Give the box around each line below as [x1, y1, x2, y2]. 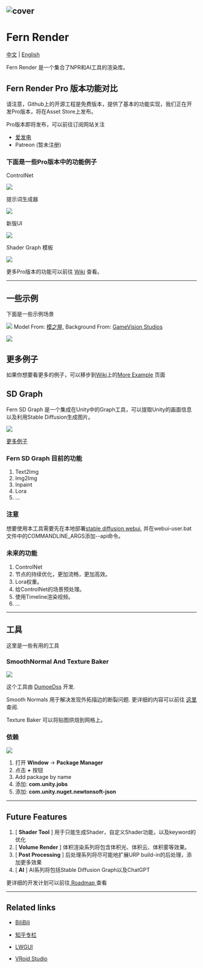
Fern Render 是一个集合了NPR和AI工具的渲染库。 [6, 64, 129, 71]
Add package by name [14, 773, 71, 781]
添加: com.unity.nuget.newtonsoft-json [14, 788, 117, 795]
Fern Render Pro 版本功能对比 [6, 83, 118, 94]
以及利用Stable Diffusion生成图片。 [6, 413, 94, 421]
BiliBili [14, 918, 30, 926]
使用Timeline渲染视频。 [14, 593, 74, 600]
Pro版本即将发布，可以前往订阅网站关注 [6, 121, 105, 128]
